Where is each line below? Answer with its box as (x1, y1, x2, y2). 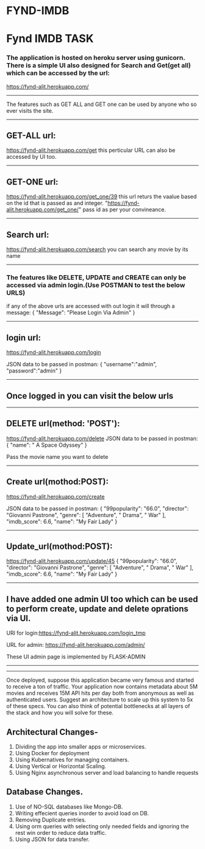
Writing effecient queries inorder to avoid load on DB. (15, 809, 149, 817)
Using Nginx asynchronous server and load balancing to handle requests (15, 769, 199, 777)
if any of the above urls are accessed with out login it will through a (6, 303, 175, 310)
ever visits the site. (6, 107, 54, 114)
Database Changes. (6, 787, 84, 797)
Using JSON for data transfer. (15, 836, 90, 843)
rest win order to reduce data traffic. (15, 829, 107, 836)
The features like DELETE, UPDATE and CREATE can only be (6, 273, 187, 282)
